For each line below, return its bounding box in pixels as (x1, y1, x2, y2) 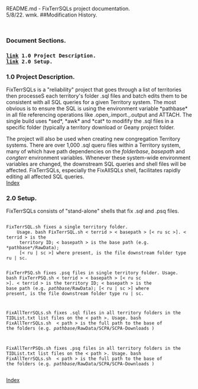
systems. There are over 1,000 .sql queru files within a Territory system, (6, 142, 181, 149)
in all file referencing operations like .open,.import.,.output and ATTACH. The (6, 111, 192, 118)
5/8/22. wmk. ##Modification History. (6, 11, 98, 18)
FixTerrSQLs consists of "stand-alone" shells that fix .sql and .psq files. (6, 207, 179, 215)
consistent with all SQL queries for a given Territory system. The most (6, 99, 176, 106)
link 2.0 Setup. (6, 58, 53, 65)
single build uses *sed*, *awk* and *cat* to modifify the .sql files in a (6, 118, 174, 125)
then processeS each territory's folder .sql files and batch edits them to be (6, 92, 188, 99)
